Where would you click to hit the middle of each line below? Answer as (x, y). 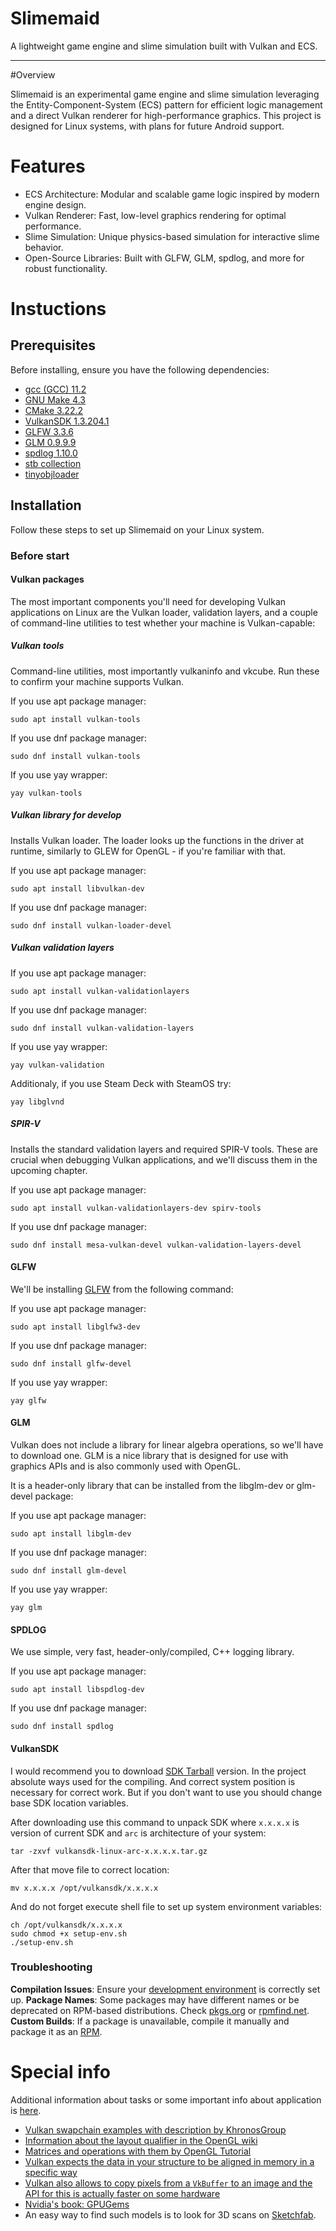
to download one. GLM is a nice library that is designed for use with (149, 1456)
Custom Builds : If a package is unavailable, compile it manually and (150, 2021)
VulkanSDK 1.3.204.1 (67, 421)
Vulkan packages (47, 579)
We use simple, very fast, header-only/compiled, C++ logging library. (152, 1652)
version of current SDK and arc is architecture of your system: (138, 1833)
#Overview (33, 74)
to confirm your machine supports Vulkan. (97, 681)
